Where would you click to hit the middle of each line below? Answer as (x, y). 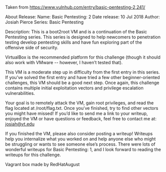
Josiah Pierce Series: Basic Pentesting (44, 22)
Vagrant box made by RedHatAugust (42, 164)
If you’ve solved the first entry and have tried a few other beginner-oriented (83, 77)
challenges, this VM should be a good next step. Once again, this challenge (82, 83)
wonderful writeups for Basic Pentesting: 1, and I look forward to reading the (83, 149)
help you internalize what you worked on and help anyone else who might (81, 139)
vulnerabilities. (20, 93)
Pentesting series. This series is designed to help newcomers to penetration (83, 37)
